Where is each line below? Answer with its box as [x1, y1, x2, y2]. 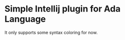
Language [4, 13, 46, 25]
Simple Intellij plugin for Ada [4, 3, 121, 14]
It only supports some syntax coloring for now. [4, 29, 98, 35]
